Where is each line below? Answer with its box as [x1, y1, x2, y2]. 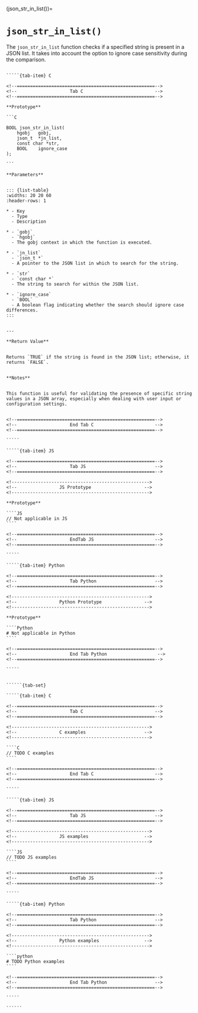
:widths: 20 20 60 [6, 192, 52, 198]
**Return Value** [6, 338, 49, 344]
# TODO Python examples [6, 958, 65, 964]
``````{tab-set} [6, 682, 46, 688]
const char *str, [17, 140, 60, 147]
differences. [6, 307, 39, 313]
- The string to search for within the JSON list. [11, 281, 139, 287]
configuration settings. [6, 401, 68, 407]
